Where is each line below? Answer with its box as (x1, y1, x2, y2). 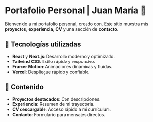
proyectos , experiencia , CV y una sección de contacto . (5, 26, 119, 32)
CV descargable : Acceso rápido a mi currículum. (12, 106, 111, 112)
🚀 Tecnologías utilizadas (5, 41, 81, 49)
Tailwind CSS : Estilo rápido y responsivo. (12, 59, 95, 64)
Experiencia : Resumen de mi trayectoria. (12, 101, 95, 107)
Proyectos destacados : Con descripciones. (12, 96, 101, 102)
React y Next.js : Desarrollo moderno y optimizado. (12, 53, 115, 59)
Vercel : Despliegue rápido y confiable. (12, 69, 90, 75)
